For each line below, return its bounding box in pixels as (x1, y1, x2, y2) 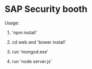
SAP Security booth (4, 3, 88, 15)
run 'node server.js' (11, 58, 52, 64)
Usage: (4, 20, 19, 26)
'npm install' (11, 29, 37, 35)
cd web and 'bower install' (11, 39, 66, 45)
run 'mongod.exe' (11, 49, 48, 55)
